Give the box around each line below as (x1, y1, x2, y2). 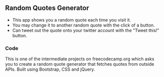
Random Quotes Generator (5, 4, 89, 12)
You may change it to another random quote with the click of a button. (12, 22, 155, 28)
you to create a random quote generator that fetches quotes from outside (5, 61, 155, 67)
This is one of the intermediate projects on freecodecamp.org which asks (5, 56, 155, 62)
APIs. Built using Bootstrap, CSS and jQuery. (5, 66, 95, 73)
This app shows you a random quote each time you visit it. (12, 17, 131, 23)
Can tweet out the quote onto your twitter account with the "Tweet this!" (12, 27, 160, 33)
